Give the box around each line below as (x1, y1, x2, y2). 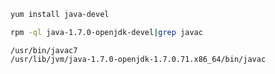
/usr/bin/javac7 (10, 45, 78, 55)
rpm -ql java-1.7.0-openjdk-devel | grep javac (10, 27, 203, 37)
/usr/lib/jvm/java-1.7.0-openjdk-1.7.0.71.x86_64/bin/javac (10, 54, 267, 64)
